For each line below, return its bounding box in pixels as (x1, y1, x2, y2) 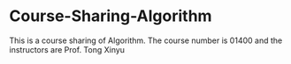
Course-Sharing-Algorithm (9, 6, 212, 26)
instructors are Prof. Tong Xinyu (9, 44, 126, 54)
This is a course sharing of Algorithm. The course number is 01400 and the (9, 35, 283, 46)
